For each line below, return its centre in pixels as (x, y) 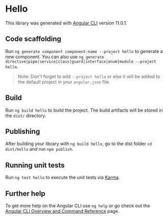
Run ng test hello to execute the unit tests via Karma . (63, 177)
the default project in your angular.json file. (64, 81)
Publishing (23, 131)
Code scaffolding (33, 39)
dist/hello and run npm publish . (39, 149)
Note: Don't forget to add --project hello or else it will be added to (89, 76)
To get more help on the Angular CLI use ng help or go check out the (78, 206)
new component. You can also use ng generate (55, 57)
